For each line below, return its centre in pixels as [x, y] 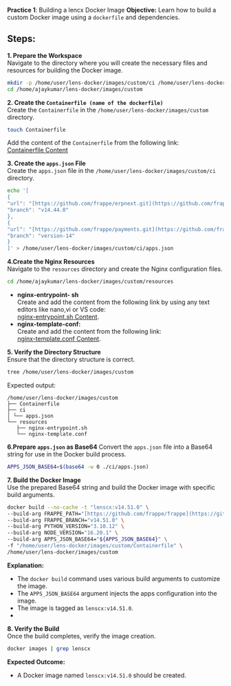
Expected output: [32, 385]
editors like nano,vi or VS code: [61, 310]
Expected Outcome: [36, 662]
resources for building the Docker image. [65, 70]
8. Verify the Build [33, 628]
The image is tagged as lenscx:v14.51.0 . [75, 608]
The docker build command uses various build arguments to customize [119, 578]
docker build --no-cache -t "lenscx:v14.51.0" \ [78, 507]
